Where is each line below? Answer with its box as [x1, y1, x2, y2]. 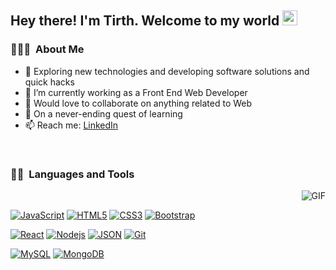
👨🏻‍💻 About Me [10, 42, 85, 56]
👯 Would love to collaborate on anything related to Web [24, 97, 253, 109]
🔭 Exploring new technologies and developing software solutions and [24, 65, 310, 77]
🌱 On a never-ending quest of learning [24, 107, 183, 120]
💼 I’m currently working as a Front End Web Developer [24, 86, 248, 98]
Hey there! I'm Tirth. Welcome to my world [10, 12, 280, 30]
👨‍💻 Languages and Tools [10, 167, 135, 181]
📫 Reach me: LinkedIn [24, 119, 119, 131]
